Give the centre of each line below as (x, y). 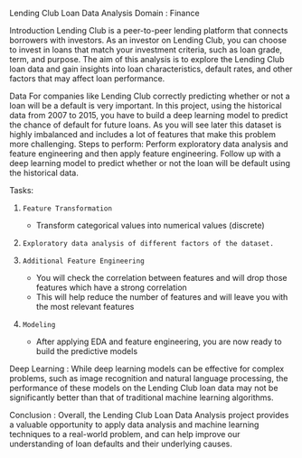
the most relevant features (85, 307)
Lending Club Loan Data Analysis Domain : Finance (105, 13)
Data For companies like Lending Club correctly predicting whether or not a (150, 96)
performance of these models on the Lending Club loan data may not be (144, 388)
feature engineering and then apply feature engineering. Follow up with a (145, 154)
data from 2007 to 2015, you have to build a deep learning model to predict (149, 115)
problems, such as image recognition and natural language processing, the (149, 378)
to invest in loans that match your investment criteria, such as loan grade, (146, 50)
